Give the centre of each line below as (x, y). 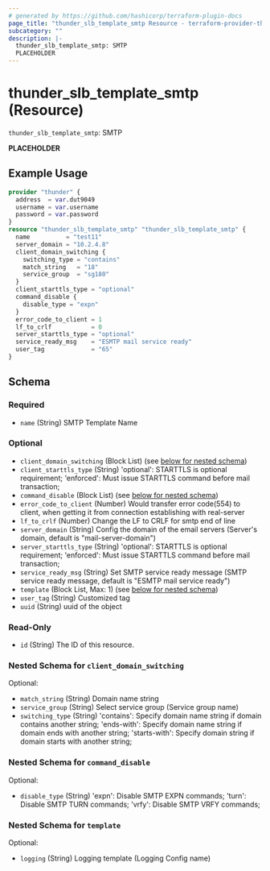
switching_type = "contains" (72, 259)
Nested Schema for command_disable (80, 762)
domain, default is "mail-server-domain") (88, 537)
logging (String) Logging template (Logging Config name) (115, 858)
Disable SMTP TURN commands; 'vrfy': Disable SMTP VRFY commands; (140, 804)
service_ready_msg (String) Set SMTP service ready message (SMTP (133, 572)
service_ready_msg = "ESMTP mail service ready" (104, 342)
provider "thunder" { (45, 192)
